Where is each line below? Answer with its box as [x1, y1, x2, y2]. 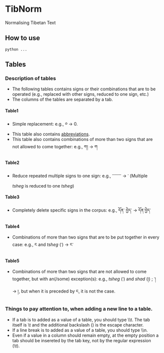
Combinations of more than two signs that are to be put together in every [12, 234, 160, 240]
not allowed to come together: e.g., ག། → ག [12, 143, 98, 149]
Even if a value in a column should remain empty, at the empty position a [12, 332, 159, 338]
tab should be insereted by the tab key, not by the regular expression [12, 337, 151, 343]
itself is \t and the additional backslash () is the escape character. [12, 322, 144, 327]
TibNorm [5, 3, 42, 15]
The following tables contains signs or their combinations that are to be [12, 86, 156, 92]
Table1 [5, 108, 19, 114]
